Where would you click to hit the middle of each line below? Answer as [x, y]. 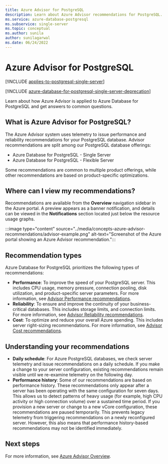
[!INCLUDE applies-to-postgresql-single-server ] [55, 82]
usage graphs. [20, 219]
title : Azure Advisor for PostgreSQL [45, 10]
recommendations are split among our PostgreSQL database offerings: [78, 145]
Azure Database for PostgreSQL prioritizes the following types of [72, 268]
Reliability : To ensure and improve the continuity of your [71, 304]
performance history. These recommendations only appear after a [81, 385]
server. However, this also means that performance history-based [80, 423]
